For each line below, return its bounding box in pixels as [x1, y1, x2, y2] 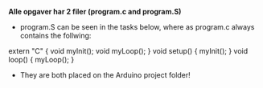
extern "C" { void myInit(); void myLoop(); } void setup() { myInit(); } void [8, 46, 249, 55]
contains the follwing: [19, 31, 92, 40]
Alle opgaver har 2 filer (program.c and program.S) [8, 7, 182, 16]
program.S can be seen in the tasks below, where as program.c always [19, 22, 255, 31]
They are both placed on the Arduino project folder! [19, 70, 191, 79]
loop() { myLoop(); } [8, 55, 75, 64]
